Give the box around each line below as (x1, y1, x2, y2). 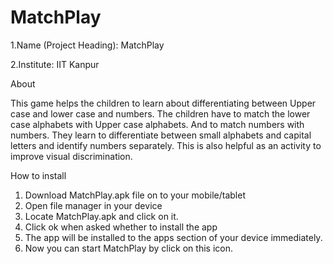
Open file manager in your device (24, 199, 163, 211)
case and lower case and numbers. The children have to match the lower (10, 107, 311, 120)
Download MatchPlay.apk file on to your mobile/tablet (24, 189, 246, 201)
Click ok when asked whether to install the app (24, 221, 218, 233)
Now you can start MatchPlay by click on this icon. (24, 242, 233, 254)
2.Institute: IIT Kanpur (10, 58, 100, 70)
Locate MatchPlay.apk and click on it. (24, 210, 179, 222)
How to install (10, 169, 67, 181)
